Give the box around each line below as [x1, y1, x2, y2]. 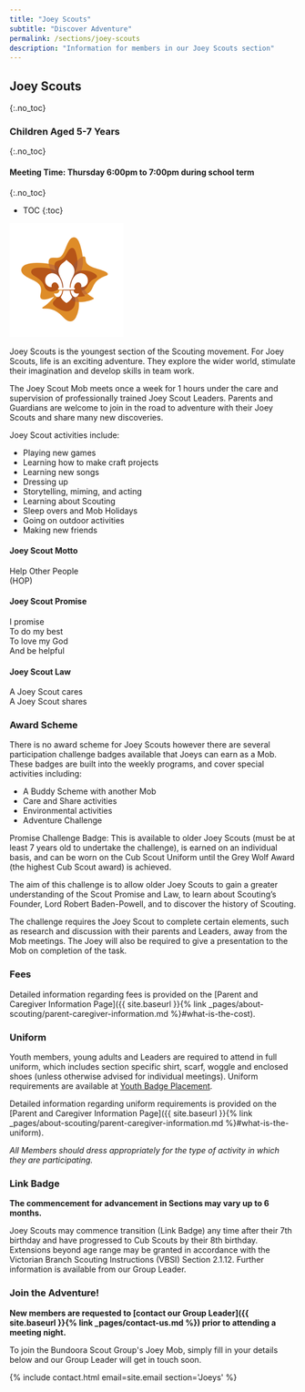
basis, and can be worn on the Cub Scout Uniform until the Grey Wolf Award [9, 852, 295, 863]
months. [9, 1207, 43, 1219]
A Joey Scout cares [9, 686, 84, 697]
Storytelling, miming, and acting [22, 485, 143, 496]
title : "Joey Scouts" [9, 15, 92, 24]
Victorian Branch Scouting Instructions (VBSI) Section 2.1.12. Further [9, 1255, 264, 1265]
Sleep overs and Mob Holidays [22, 505, 138, 516]
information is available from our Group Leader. [9, 1264, 187, 1275]
